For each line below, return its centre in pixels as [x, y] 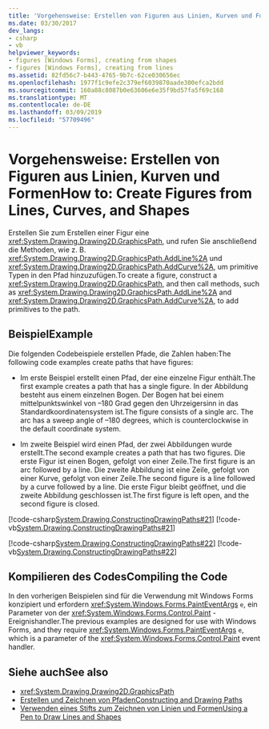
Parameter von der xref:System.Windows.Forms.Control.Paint [110, 613]
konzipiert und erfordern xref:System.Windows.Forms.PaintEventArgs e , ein [133, 604]
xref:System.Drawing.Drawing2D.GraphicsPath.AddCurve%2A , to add [123, 300]
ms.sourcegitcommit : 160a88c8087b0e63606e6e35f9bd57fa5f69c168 [116, 90]
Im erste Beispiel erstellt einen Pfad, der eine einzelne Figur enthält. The [138, 378]
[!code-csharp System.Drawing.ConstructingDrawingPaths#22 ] [112, 543]
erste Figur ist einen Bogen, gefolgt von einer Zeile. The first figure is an [137, 461]
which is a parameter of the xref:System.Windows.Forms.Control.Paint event [134, 639]
